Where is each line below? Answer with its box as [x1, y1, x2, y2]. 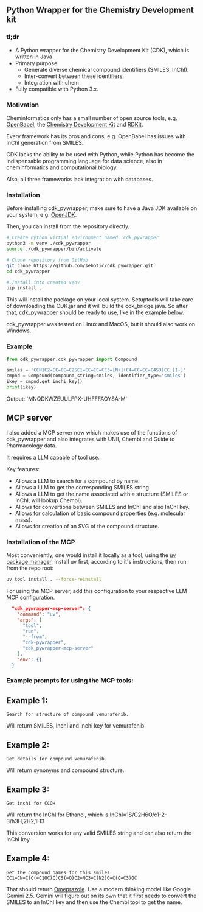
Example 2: [6, 740, 50, 750]
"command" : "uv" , [17, 611, 61, 617]
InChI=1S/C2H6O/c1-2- [109, 811, 167, 818]
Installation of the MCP [6, 538, 75, 546]
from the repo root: [6, 564, 54, 572]
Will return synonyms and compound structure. [6, 766, 125, 774]
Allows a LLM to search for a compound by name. [15, 477, 140, 485]
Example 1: [6, 695, 48, 706]
